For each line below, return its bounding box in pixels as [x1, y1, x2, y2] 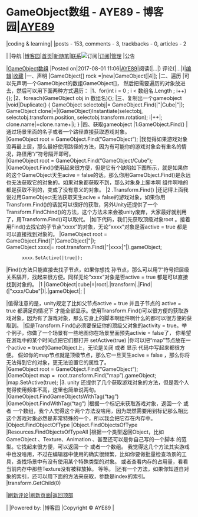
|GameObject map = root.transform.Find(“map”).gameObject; [6, 371, 157, 379]
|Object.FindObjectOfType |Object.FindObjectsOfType [6, 421, 138, 428]
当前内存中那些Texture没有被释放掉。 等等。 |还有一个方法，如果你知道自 [6, 465, 184, 472]
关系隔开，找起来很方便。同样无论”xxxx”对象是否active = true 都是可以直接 [6, 273, 189, 280]
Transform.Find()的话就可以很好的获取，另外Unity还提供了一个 [6, 201, 158, 208]
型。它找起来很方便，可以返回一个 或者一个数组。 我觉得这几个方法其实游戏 [6, 443, 190, 450]
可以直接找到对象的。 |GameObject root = [6, 230, 108, 237]
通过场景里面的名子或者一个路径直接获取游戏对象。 [6, 128, 130, 135]
